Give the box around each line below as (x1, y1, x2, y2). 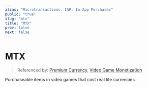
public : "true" (5, 12, 36, 17)
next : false (5, 30, 29, 35)
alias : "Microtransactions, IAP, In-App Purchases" (5, 7, 113, 12)
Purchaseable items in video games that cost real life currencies (5, 76, 135, 82)
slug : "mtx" (5, 16, 29, 21)
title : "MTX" (5, 21, 32, 26)
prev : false (5, 25, 29, 30)
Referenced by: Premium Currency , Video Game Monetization (17, 67, 143, 73)
